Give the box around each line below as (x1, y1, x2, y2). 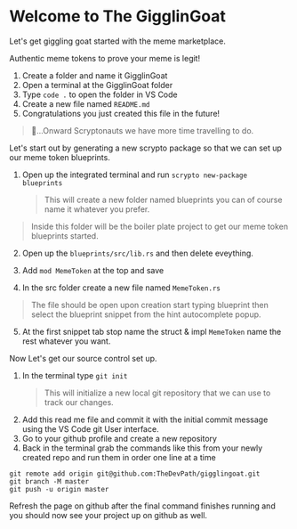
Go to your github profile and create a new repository (21, 433, 218, 444)
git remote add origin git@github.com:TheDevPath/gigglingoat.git (9, 469, 261, 478)
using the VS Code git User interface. (21, 423, 159, 434)
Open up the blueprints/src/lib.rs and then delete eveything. (21, 248, 253, 258)
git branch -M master (9, 476, 90, 486)
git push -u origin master (9, 484, 109, 493)
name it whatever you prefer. (44, 203, 150, 215)
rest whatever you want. (21, 336, 111, 346)
